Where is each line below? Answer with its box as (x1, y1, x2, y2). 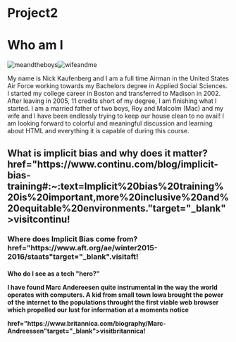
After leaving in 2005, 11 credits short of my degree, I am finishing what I (7, 97, 217, 105)
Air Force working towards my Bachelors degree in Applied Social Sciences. (7, 82, 228, 90)
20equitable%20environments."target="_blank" (7, 202, 227, 214)
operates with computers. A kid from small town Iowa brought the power (7, 291, 224, 299)
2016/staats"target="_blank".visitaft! (7, 252, 139, 262)
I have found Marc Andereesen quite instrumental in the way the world (7, 283, 218, 292)
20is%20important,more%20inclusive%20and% (7, 191, 230, 203)
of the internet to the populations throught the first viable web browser (7, 298, 219, 307)
